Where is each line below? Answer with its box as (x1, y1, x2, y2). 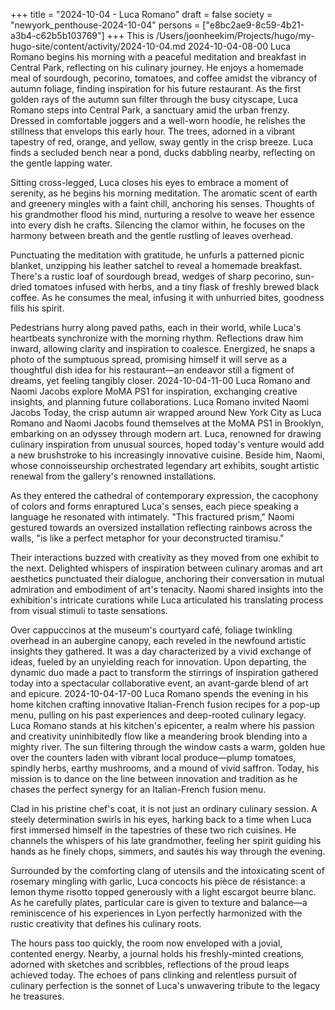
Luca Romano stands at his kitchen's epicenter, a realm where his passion (10, 720, 315, 731)
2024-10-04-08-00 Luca (187, 40, 292, 52)
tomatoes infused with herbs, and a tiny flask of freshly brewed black (34, 281, 320, 293)
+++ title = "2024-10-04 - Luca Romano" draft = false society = (10, 9, 273, 20)
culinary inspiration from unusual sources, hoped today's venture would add (10, 439, 325, 450)
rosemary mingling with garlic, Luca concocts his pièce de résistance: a (10, 875, 306, 887)
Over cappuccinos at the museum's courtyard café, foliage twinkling (10, 624, 293, 636)
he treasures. (10, 990, 65, 1002)
